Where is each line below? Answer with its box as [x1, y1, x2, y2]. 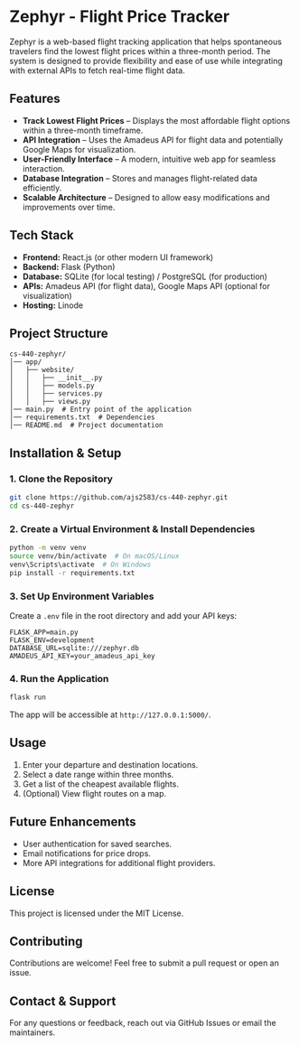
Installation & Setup [9, 445, 122, 461]
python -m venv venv [9, 544, 88, 553]
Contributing [9, 933, 83, 949]
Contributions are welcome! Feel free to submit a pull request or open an [9, 957, 280, 968]
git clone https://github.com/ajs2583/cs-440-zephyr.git [9, 493, 229, 502]
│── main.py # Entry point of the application [9, 405, 192, 415]
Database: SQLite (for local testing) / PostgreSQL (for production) [22, 271, 268, 282]
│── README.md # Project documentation [9, 421, 164, 430]
